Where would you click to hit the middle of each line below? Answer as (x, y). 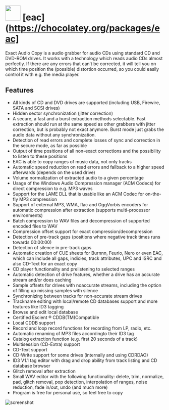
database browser (31, 366)
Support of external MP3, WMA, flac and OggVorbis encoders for (80, 204)
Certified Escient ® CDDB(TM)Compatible (56, 317)
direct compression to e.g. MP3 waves (52, 188)
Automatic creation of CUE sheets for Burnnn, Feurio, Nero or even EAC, (88, 253)
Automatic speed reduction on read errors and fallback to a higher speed (88, 167)
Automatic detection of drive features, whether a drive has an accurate (86, 274)
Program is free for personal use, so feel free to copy (68, 392)
